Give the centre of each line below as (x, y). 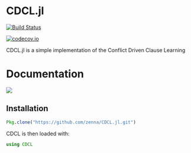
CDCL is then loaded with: (38, 134)
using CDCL (20, 144)
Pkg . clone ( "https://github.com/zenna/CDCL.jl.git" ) (71, 122)
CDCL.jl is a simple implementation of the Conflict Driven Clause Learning (96, 50)
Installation (27, 108)
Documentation (45, 74)
